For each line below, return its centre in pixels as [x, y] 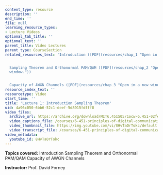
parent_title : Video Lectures [36, 46]
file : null [16, 23]
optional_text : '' [24, 41]
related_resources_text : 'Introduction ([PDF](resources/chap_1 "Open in [81, 55]
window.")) [20, 72]
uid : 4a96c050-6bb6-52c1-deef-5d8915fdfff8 [50, 108]
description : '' [21, 14]
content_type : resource [29, 9]
